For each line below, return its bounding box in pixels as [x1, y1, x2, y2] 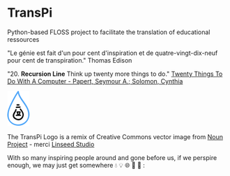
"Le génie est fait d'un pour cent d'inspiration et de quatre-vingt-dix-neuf [7, 49, 218, 57]
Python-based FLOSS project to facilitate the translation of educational [7, 28, 210, 36]
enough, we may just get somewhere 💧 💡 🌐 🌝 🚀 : [7, 161, 145, 169]
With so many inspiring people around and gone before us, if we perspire [7, 153, 217, 161]
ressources [7, 35, 40, 43]
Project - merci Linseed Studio [7, 140, 95, 148]
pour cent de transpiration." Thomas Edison [7, 56, 132, 64]
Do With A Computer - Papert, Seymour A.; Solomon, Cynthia [7, 77, 183, 85]
